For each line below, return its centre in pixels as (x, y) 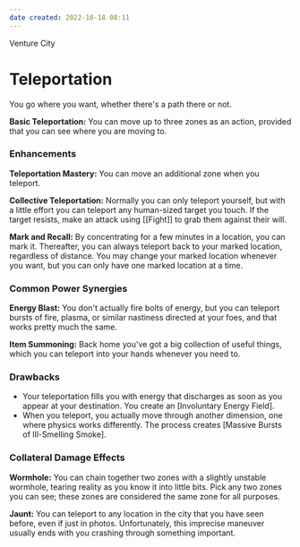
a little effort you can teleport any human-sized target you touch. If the (139, 209)
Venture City (32, 43)
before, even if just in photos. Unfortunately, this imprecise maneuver (137, 523)
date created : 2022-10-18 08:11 (69, 17)
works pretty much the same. (64, 327)
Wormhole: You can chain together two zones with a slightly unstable (138, 477)
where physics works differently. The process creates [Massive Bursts (152, 425)
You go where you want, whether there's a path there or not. (121, 104)
